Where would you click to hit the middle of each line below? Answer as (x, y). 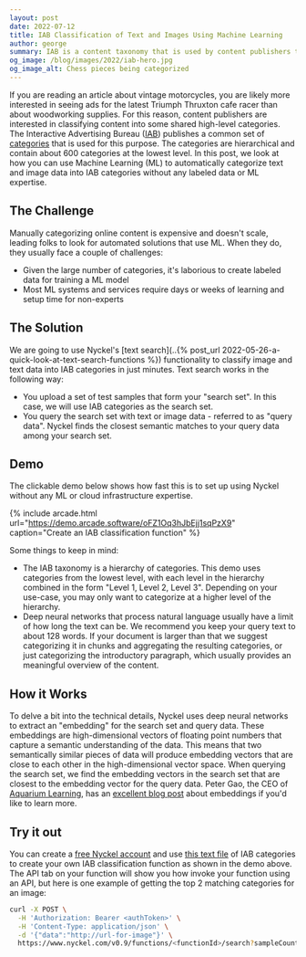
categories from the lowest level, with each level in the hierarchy (143, 578)
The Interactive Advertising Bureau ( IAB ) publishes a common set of (137, 133)
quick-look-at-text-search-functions (77, 359)
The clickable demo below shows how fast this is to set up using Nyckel (144, 486)
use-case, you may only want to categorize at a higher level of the (147, 597)
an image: (28, 892)
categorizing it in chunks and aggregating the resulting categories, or (153, 646)
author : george (38, 43)
